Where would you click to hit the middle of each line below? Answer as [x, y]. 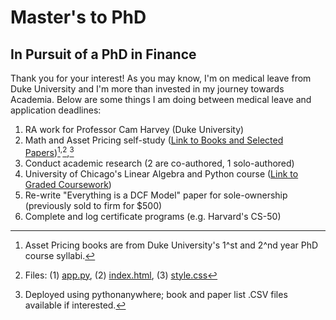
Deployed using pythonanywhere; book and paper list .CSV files [156, 294]
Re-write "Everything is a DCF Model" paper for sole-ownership [156, 195]
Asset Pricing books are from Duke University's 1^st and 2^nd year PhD [171, 245]
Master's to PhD [78, 17]
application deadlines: [56, 110]
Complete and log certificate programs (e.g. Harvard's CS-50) [153, 216]
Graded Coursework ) [68, 184]
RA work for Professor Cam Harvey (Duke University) [134, 129]
